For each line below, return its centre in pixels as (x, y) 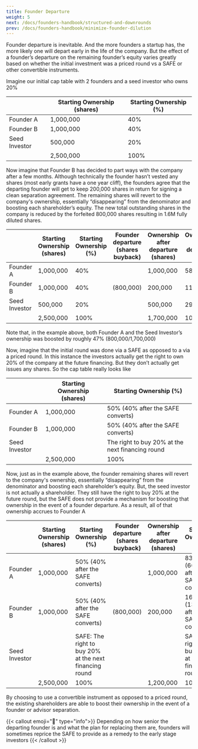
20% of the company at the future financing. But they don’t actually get (93, 363)
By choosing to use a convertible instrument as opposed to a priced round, (97, 698)
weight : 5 (18, 17)
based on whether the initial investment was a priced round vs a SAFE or (94, 64)
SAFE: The (90, 636)
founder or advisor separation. (43, 710)
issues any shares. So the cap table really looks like (69, 369)
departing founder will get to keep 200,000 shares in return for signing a (94, 189)
